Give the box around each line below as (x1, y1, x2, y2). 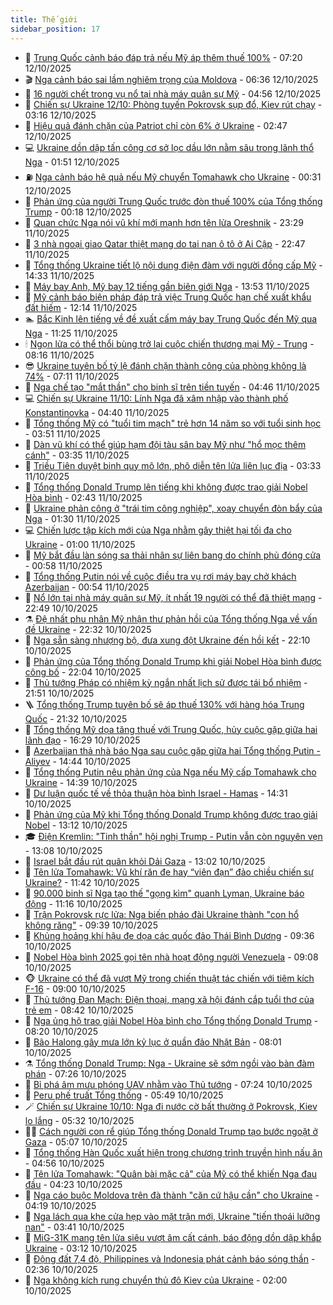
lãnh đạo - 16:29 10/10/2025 (24, 734, 141, 746)
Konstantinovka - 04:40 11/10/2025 (24, 406, 170, 418)
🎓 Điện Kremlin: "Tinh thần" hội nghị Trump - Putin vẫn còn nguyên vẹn (24, 830, 323, 842)
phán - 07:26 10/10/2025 (24, 1067, 127, 1080)
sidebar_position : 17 (10, 24, 101, 34)
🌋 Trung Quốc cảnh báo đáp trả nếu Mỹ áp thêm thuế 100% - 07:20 (24, 51, 303, 63)
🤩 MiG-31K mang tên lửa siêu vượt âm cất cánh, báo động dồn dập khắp (24, 1231, 322, 1243)
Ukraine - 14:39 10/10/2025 (24, 776, 138, 788)
